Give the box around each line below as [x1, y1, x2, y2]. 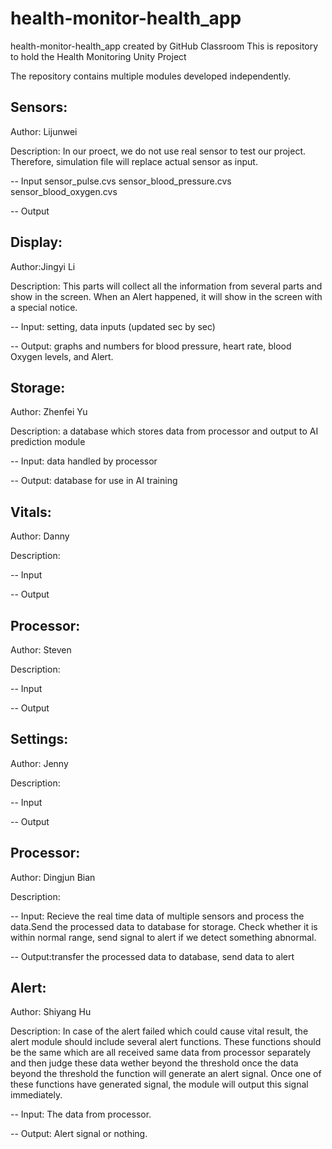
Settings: [10, 731, 69, 748]
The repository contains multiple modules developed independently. [10, 70, 292, 82]
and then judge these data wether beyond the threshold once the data [10, 1057, 299, 1069]
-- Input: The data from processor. [10, 1108, 152, 1121]
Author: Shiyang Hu [10, 1006, 92, 1018]
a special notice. [10, 301, 78, 313]
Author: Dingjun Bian [10, 871, 96, 883]
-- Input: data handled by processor [10, 455, 158, 467]
